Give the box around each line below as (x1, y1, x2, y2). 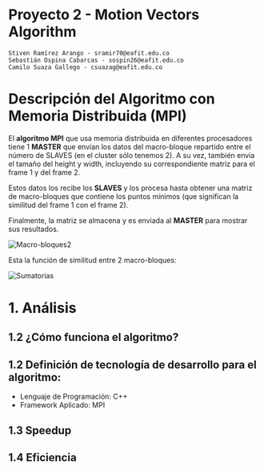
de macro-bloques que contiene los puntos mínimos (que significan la (8, 191, 239, 201)
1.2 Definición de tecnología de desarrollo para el (8, 358, 258, 371)
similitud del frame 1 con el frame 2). (8, 200, 129, 209)
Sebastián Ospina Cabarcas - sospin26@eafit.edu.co (8, 56, 184, 64)
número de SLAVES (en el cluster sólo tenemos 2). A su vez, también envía (8, 150, 255, 160)
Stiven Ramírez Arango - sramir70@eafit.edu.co (8, 49, 170, 57)
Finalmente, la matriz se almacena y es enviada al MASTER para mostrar (8, 215, 248, 225)
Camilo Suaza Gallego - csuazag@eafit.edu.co (8, 63, 162, 71)
